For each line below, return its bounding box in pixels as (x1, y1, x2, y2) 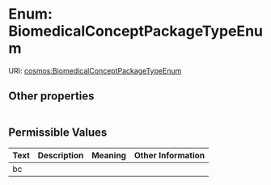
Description (37, 149, 84, 161)
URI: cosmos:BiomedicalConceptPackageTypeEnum (8, 65, 182, 75)
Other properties (8, 90, 95, 103)
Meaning (91, 149, 127, 161)
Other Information (133, 149, 205, 161)
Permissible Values (8, 126, 108, 140)
